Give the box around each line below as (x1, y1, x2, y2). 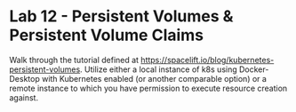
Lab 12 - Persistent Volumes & (9, 6, 234, 27)
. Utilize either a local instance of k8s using (79, 64, 237, 75)
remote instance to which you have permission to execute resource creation (9, 83, 288, 93)
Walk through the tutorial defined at (9, 54, 140, 65)
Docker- (238, 64, 269, 75)
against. (9, 92, 38, 103)
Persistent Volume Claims (9, 25, 204, 45)
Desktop (9, 73, 40, 84)
